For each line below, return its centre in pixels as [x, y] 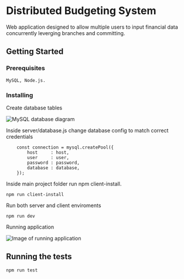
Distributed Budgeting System [81, 11]
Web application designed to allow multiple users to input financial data [92, 27]
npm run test [22, 270]
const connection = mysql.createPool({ [65, 147]
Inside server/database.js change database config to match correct [87, 130]
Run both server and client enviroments [54, 205]
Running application [30, 227]
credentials [20, 136]
